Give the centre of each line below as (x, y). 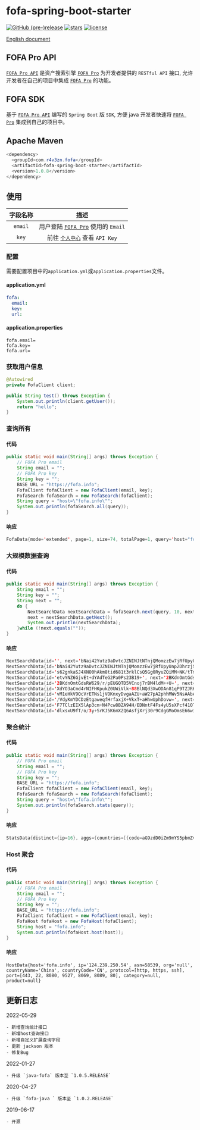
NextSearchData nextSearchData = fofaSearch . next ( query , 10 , (105, 612)
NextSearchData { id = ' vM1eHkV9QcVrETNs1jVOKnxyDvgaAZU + (74, 694)
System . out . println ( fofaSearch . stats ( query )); (76, 805)
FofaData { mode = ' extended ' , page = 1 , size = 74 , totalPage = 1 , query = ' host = (97, 540)
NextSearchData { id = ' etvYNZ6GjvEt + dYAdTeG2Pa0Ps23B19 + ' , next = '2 (87, 677)
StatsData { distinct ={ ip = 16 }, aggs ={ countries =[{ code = (74, 838)
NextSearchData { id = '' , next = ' (44, 661)
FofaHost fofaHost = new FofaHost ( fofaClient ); (77, 921)
